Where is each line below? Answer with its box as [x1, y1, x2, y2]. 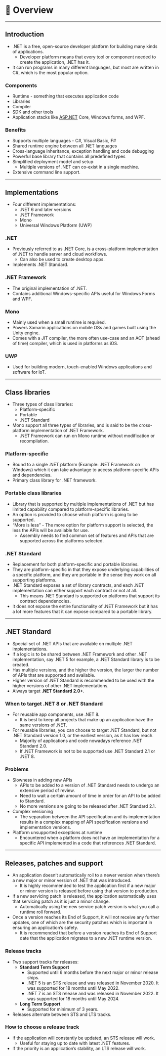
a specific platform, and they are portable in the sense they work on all [12, 572, 157, 578]
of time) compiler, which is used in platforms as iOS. [12, 341, 119, 347]
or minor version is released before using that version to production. [19, 888, 159, 894]
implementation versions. [19, 824, 72, 830]
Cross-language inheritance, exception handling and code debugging [12, 148, 154, 154]
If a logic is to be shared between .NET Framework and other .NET [12, 651, 147, 657]
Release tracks [5, 948, 42, 955]
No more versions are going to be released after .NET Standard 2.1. [19, 803, 156, 809]
